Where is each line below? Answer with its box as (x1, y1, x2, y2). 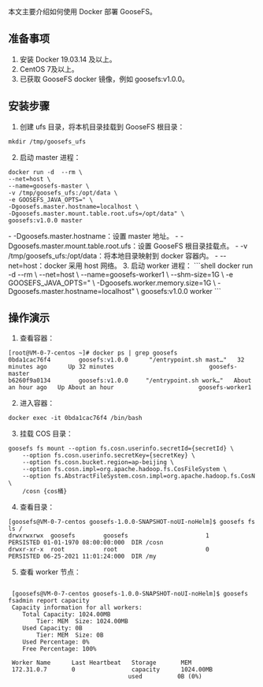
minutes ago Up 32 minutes (8, 363, 114, 371)
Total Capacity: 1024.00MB (22, 611, 111, 618)
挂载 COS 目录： (19, 429, 73, 439)
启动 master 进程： (19, 152, 81, 162)
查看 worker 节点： (19, 567, 81, 577)
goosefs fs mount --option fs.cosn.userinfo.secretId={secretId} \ (8, 444, 235, 453)
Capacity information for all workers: (11, 603, 143, 612)
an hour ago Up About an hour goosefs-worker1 (8, 384, 252, 392)
